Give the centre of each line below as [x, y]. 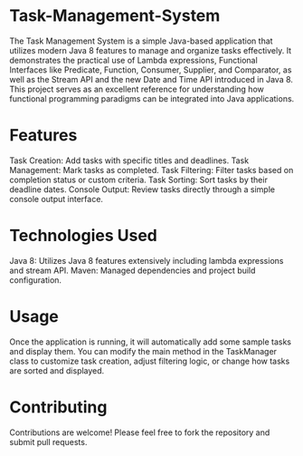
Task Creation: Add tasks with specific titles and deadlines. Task [129, 160]
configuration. [35, 280]
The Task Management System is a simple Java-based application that [141, 41]
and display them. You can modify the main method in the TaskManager [143, 351]
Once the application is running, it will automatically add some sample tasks [151, 342]
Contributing [58, 407]
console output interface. [57, 199]
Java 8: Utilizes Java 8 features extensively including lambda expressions [147, 260]
